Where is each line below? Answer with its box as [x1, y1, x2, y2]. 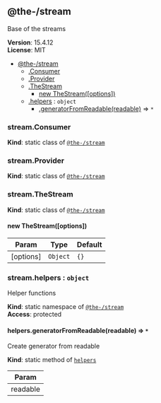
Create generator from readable [7, 342, 100, 351]
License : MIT [7, 45, 46, 54]
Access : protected [7, 310, 62, 319]
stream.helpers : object [7, 272, 90, 282]
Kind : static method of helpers [7, 356, 97, 364]
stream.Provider [7, 156, 65, 165]
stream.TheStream [7, 189, 73, 199]
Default [76, 240, 102, 250]
